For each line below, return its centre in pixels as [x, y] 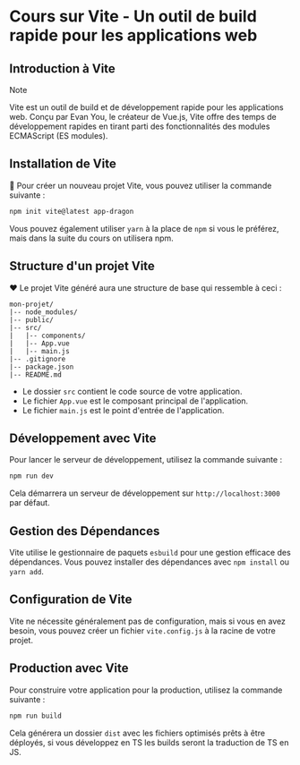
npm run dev [31, 476]
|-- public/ [31, 319]
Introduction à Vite [63, 68]
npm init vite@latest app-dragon [72, 211]
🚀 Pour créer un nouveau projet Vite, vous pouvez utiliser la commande [141, 185]
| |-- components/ [48, 336]
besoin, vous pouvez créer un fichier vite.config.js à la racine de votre [142, 630]
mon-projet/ [31, 304]
